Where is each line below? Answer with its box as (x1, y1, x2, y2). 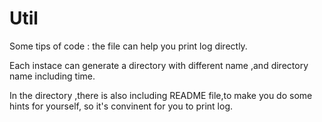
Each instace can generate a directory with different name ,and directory (9, 59, 309, 71)
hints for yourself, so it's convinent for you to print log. (9, 100, 233, 112)
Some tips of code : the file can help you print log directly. (9, 40, 248, 52)
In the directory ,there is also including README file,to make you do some (9, 89, 313, 101)
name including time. (9, 70, 96, 82)
